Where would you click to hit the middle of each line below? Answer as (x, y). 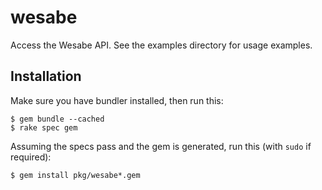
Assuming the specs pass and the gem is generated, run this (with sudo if (161, 146)
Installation (46, 76)
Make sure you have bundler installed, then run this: (117, 100)
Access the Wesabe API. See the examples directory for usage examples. (161, 45)
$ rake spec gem (44, 127)
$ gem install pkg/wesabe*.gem (75, 175)
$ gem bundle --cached (57, 119)
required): (31, 157)
